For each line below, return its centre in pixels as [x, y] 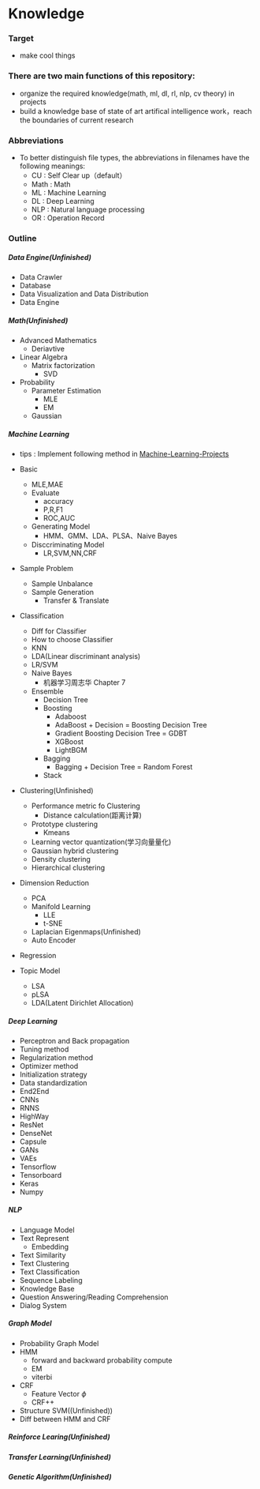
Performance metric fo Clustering [85, 806]
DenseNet [36, 1133]
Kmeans [56, 832]
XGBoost [69, 741]
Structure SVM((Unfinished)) [66, 1410]
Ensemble [48, 691]
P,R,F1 [53, 509]
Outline [22, 238]
